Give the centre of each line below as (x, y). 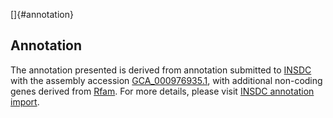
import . (25, 101)
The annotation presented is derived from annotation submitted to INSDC (161, 70)
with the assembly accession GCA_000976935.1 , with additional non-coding (166, 80)
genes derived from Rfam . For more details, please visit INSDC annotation (162, 91)
